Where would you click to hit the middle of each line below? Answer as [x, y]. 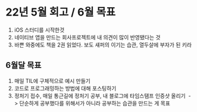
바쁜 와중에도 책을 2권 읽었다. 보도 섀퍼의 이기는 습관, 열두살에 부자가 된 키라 [103, 45]
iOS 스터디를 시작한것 [39, 30]
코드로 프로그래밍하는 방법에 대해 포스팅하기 [65, 88]
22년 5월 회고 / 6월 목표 [61, 12]
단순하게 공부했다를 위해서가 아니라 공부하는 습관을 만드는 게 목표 [95, 103]
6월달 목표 [24, 65]
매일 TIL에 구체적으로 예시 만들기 [52, 80]
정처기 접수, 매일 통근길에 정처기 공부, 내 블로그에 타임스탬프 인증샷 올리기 [100, 95]
